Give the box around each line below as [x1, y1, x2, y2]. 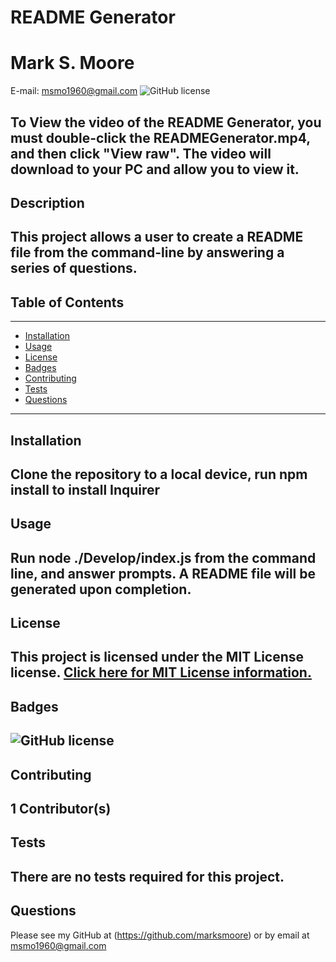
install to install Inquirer [10, 481, 161, 498]
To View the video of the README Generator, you [10, 114, 322, 131]
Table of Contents [10, 294, 125, 311]
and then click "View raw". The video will [10, 145, 272, 162]
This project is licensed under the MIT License [10, 649, 305, 666]
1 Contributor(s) [10, 801, 112, 818]
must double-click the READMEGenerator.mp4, [10, 129, 311, 146]
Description [10, 194, 85, 211]
